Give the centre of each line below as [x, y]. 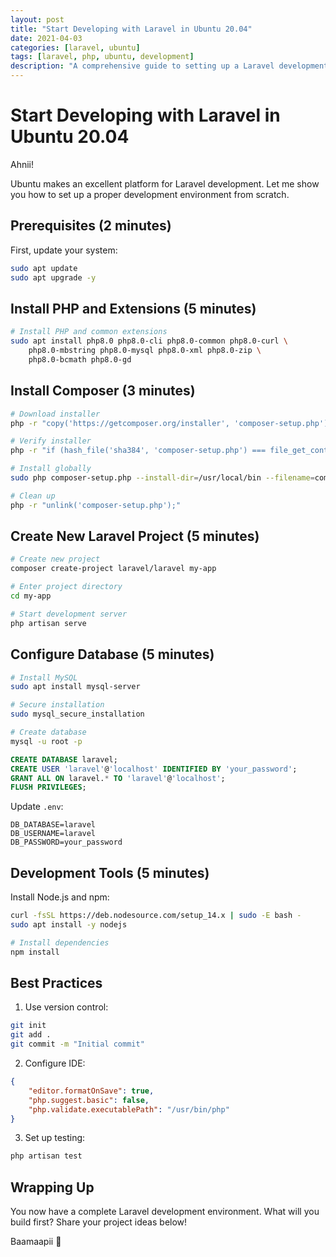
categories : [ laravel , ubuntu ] [75, 47]
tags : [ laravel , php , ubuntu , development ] [102, 57]
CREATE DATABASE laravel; [64, 759]
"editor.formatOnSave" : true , [91, 1091]
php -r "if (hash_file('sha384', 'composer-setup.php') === [138, 451]
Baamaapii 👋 [36, 1242]
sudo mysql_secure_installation [77, 714]
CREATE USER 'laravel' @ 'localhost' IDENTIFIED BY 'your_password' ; [154, 769]
